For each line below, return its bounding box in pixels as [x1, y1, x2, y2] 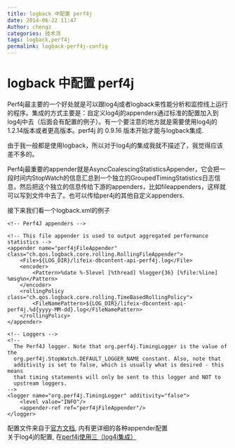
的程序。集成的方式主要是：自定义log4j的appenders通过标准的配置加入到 [7, 108, 219, 117]
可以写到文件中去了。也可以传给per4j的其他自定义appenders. [7, 191, 184, 199]
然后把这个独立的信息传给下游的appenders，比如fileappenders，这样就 [19, 182, 226, 190]
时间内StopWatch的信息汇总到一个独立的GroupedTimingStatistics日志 [13, 173, 215, 182]
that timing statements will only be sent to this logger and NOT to [13, 374, 221, 381]
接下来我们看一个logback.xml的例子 [7, 206, 110, 214]
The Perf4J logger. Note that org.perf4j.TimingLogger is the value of [13, 343, 228, 350]
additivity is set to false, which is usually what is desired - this [13, 361, 224, 369]
